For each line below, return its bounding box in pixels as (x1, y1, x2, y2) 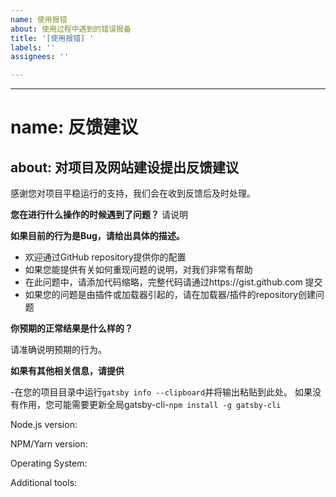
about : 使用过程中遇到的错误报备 (10, 24, 132, 34)
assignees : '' (10, 52, 70, 62)
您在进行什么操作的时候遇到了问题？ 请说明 (10, 209, 188, 221)
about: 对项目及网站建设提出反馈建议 (10, 159, 240, 176)
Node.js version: (10, 419, 78, 431)
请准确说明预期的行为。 (10, 344, 107, 356)
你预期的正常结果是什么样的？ (10, 322, 133, 335)
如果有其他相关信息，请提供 (10, 365, 125, 377)
